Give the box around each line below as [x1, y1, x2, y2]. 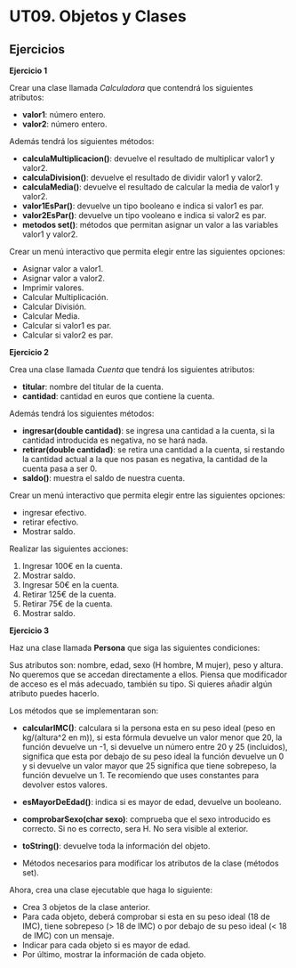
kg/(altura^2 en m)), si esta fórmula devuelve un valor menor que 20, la [21, 732, 283, 743]
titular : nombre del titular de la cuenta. [21, 381, 164, 392]
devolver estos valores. [21, 779, 108, 790]
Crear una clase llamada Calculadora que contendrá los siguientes [9, 83, 253, 93]
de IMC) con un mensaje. [21, 931, 115, 940]
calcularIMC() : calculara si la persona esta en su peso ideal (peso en [21, 723, 276, 733]
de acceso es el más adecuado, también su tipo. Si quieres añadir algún [9, 679, 273, 689]
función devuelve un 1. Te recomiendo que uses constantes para [21, 770, 260, 780]
